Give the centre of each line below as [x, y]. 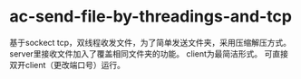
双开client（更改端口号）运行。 [67, 65]
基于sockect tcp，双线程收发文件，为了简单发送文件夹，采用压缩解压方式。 [150, 42]
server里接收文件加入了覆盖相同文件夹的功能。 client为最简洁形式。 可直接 [149, 53]
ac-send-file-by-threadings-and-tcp [151, 17]
